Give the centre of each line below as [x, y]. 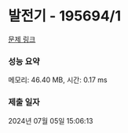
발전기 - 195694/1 [65, 16]
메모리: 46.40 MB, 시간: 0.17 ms [58, 80]
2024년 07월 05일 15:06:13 [51, 120]
